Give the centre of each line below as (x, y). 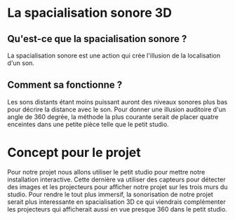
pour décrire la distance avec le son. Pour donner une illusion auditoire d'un (117, 109)
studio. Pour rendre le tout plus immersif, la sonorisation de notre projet (110, 194)
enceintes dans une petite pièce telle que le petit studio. (88, 124)
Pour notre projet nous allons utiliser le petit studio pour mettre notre (106, 172)
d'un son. (21, 63)
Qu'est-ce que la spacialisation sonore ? (97, 39)
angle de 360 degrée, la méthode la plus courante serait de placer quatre (113, 116)
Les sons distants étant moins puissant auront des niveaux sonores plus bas (117, 102)
